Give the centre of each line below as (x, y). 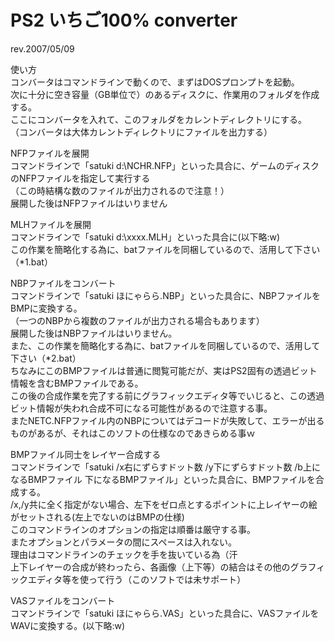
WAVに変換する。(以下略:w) (68, 625)
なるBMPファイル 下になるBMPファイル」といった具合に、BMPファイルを (163, 479)
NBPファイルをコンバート (63, 283)
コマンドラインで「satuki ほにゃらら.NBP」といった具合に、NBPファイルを (166, 295)
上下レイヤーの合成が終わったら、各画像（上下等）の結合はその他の (150, 567)
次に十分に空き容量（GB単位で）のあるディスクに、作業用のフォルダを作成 (165, 94)
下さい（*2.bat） (46, 358)
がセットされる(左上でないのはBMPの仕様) (97, 517)
